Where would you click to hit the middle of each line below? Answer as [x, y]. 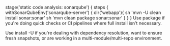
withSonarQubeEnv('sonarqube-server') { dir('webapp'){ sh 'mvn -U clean [83, 12]
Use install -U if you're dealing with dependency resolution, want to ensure [84, 33]
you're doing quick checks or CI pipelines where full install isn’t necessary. [83, 23]
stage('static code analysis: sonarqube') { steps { [57, 7]
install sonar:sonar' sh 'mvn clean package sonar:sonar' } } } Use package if [85, 18]
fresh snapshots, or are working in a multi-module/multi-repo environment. [84, 38]
